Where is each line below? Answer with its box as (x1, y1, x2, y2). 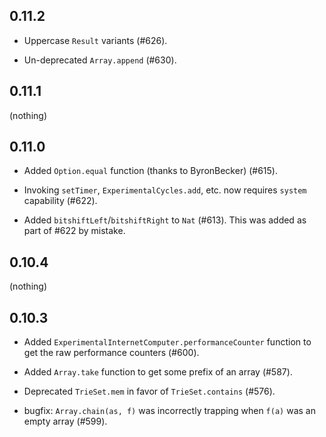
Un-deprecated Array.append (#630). (23, 54, 177, 66)
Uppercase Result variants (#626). (23, 34, 168, 46)
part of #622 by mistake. (23, 225, 126, 237)
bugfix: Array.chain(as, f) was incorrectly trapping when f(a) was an (23, 405, 316, 417)
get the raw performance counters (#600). (23, 347, 200, 359)
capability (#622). (23, 195, 98, 207)
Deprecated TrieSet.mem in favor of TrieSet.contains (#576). (23, 385, 276, 398)
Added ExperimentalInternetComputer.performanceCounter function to (23, 336, 312, 348)
